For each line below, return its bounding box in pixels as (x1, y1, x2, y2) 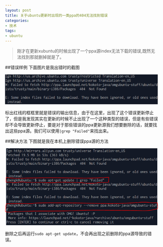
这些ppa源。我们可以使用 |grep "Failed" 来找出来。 (9, 128, 112, 134)
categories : (5, 18, 29, 23)
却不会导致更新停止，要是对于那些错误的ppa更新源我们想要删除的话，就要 (5, 122, 153, 127)
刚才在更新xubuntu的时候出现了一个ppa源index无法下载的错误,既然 (16, 48, 151, 53)
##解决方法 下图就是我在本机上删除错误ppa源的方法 (5, 138, 109, 144)
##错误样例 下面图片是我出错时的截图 (5, 65, 80, 70)
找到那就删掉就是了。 (21, 54, 64, 60)
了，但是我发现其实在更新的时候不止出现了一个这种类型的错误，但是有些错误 (5, 116, 158, 122)
